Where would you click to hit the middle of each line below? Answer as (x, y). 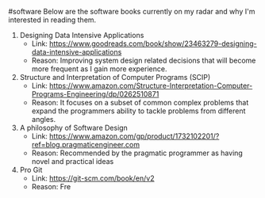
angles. (44, 119)
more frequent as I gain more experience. (99, 69)
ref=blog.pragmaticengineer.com (86, 145)
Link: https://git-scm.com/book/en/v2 (93, 178)
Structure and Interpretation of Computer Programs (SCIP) (115, 77)
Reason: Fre (51, 187)
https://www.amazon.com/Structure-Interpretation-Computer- (151, 86)
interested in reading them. (52, 20)
